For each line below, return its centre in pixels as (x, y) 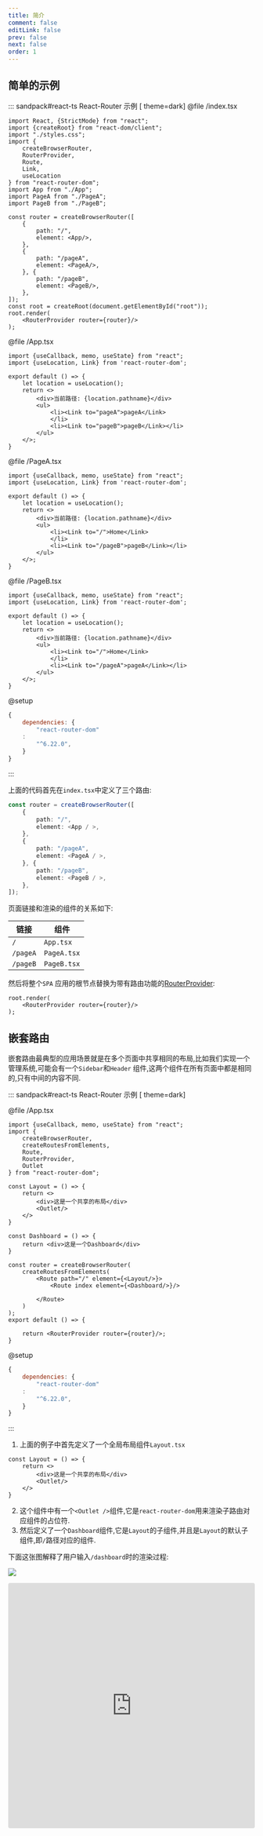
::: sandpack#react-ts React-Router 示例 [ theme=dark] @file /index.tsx (123, 106)
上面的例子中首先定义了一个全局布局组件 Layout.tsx (102, 1444)
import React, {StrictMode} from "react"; (78, 121)
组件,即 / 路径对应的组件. (58, 1540)
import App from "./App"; (50, 189)
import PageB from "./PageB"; (58, 203)
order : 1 (22, 52)
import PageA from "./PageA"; (58, 196)
